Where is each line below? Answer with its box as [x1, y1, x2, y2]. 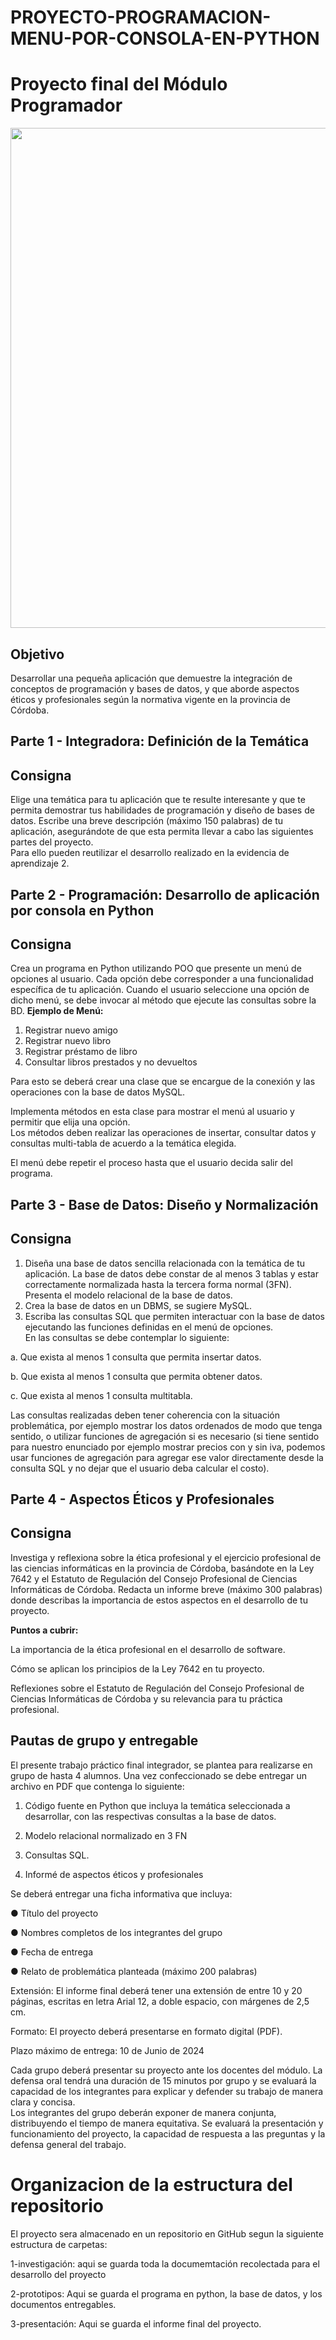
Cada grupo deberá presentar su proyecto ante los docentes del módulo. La [10, 2064, 323, 2076]
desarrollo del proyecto [10, 2268, 107, 2280]
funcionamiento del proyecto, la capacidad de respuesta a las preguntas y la [10, 2127, 326, 2140]
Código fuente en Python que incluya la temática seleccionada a [24, 1799, 291, 1811]
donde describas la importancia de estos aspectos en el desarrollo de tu [10, 1594, 308, 1606]
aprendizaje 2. [10, 857, 70, 870]
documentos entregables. [10, 2298, 117, 2310]
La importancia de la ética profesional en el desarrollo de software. [10, 1643, 286, 1655]
